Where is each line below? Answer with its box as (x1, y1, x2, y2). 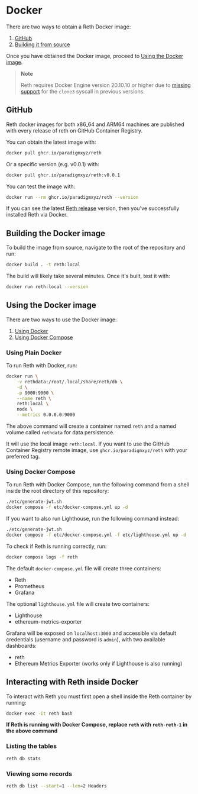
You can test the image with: (6, 183, 76, 190)
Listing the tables (6, 742, 57, 750)
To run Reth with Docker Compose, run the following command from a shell (6, 481, 190, 488)
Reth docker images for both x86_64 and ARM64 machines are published (6, 121, 184, 128)
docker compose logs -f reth (6, 554, 78, 560)
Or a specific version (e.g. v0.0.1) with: (6, 160, 99, 167)
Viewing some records (6, 770, 73, 778)
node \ (17, 406, 33, 412)
